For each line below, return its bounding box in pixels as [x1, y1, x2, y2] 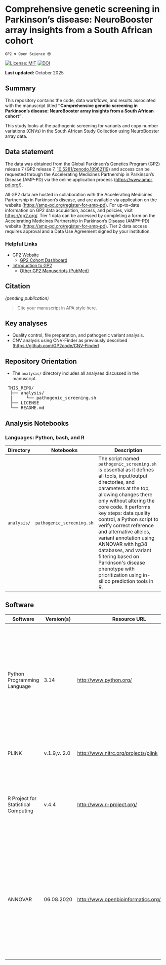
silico [98, 577, 111, 584]
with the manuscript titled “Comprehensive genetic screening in [5, 103, 138, 109]
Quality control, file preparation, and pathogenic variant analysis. [12, 332, 144, 338]
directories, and [98, 478, 135, 485]
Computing [7, 807, 34, 814]
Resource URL [112, 616, 146, 623]
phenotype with [98, 565, 135, 572]
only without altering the [98, 497, 155, 504]
